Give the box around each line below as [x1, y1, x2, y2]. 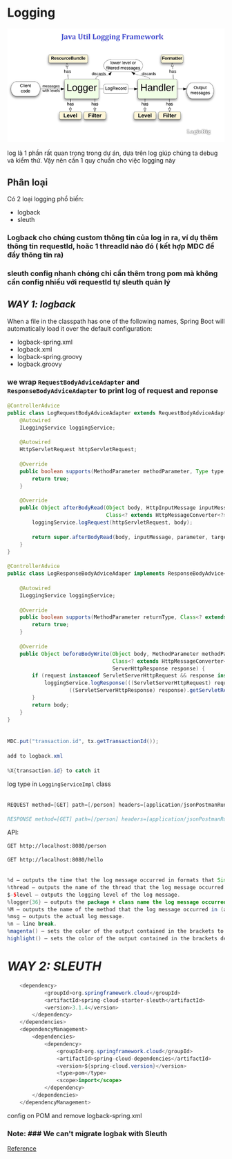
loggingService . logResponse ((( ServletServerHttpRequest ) [43, 679, 212, 686]
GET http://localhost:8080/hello [7, 857, 104, 864]
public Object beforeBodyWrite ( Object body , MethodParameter [19, 650, 199, 657]
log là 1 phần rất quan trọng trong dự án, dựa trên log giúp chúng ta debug [7, 149, 218, 157]
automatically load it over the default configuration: [7, 324, 153, 333]
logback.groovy [17, 360, 62, 368]
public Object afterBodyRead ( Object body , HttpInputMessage [19, 504, 196, 511]
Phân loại [7, 176, 48, 188]
